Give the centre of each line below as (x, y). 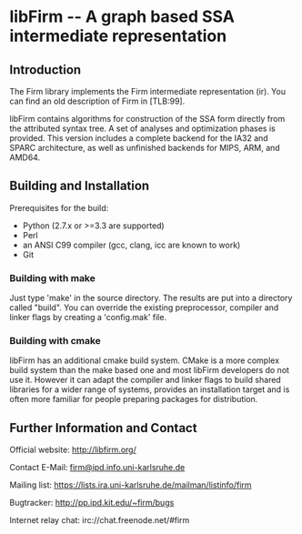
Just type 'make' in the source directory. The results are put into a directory (151, 298)
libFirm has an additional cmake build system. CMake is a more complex (145, 360)
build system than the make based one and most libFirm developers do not (149, 370)
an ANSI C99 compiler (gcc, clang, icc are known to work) (131, 245)
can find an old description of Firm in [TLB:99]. (97, 101)
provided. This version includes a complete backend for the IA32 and (139, 138)
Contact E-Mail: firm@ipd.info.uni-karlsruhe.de (97, 468)
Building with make (52, 277)
